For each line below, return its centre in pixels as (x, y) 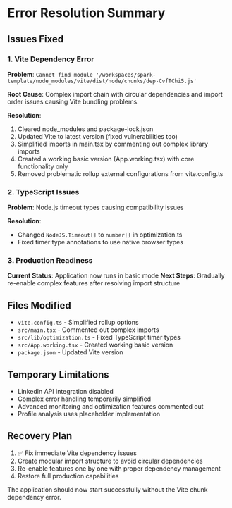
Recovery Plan (40, 436)
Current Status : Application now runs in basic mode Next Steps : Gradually (116, 275)
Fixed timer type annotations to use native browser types (100, 242)
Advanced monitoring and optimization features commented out (110, 407)
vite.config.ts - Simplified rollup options (78, 323)
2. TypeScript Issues (43, 192)
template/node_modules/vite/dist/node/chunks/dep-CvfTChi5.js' (102, 81)
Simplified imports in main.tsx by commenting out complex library (113, 144)
